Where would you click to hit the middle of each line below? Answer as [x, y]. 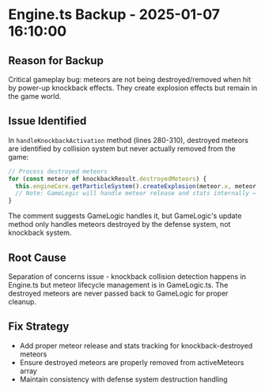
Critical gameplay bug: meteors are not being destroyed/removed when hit [130, 79]
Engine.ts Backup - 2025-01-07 [114, 15]
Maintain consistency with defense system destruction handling [123, 379]
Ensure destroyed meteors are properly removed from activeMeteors [132, 362]
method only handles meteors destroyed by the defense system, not [119, 224]
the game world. [35, 96]
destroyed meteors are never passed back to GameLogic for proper [118, 293]
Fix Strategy [39, 327]
